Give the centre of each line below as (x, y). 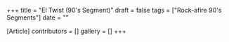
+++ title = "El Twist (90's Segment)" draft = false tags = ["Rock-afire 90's (114, 10)
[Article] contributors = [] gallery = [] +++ (67, 31)
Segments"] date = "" (38, 17)
